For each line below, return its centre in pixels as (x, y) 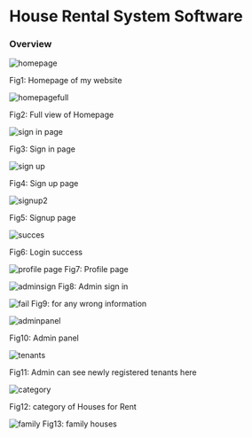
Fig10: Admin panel (44, 338)
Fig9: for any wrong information (89, 304)
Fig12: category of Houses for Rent (73, 407)
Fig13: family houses (79, 424)
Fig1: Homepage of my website (66, 81)
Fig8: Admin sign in (93, 286)
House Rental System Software (126, 16)
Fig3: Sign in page (42, 149)
